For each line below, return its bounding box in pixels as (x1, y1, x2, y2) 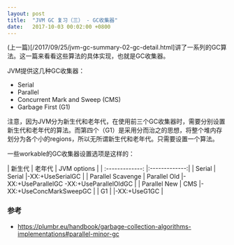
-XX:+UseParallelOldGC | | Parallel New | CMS (64, 179, 198, 188)
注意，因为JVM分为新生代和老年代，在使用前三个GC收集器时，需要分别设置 (7, 117, 226, 126)
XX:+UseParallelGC (7, 179, 64, 188)
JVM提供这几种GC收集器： (7, 67, 85, 75)
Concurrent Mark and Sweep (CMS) (17, 96, 121, 104)
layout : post (7, 10, 45, 17)
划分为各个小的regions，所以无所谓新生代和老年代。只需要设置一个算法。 (7, 135, 219, 143)
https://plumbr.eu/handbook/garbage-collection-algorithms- (17, 222, 191, 230)
